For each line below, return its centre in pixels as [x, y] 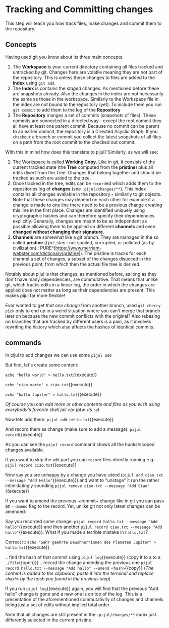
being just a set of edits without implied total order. [58, 605]
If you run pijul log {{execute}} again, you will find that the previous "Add [82, 588]
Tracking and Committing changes [79, 9]
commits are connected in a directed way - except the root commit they [87, 121]
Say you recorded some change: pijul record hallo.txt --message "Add [81, 521]
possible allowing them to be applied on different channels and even [84, 226]
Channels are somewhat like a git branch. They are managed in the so [86, 237]
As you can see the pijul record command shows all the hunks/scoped [80, 444]
